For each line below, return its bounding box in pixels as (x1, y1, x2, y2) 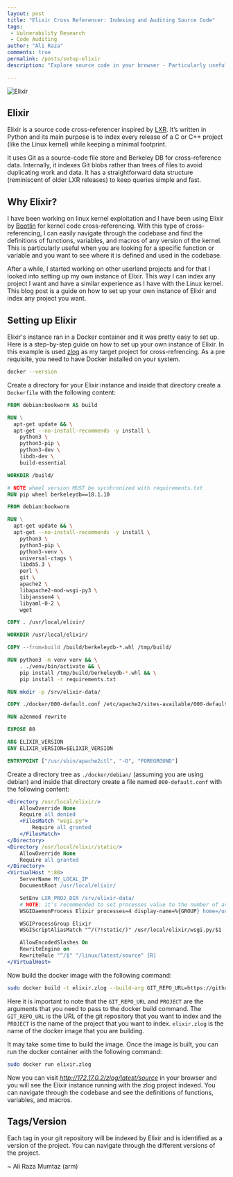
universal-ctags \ (19, 555, 73, 562)
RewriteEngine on (19, 946, 70, 953)
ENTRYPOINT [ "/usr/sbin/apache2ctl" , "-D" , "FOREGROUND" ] (7, 758, 178, 765)
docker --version (7, 369, 58, 376)
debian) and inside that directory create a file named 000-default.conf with (7, 777, 223, 785)
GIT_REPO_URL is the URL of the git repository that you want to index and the (7, 1012, 222, 1020)
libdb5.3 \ (19, 561, 51, 568)
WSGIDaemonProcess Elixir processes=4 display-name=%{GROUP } (19, 908, 200, 915)
